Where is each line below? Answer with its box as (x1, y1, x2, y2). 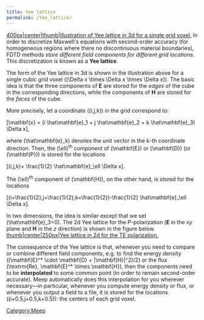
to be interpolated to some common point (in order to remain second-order (6, 269, 196, 276)
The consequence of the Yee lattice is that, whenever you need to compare (6, 243, 195, 251)
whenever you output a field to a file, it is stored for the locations (6, 288, 169, 296)
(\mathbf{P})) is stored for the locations (6, 151, 105, 158)
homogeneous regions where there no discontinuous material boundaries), (6, 44, 194, 52)
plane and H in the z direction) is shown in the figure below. (6, 225, 155, 232)
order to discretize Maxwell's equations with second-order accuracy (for (6, 38, 189, 45)
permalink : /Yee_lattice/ (6, 15, 72, 21)
